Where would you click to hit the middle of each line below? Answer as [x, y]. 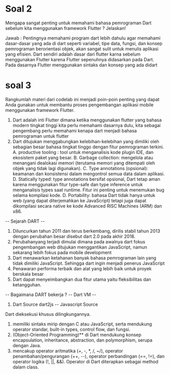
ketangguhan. [27, 284]
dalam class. [26, 367]
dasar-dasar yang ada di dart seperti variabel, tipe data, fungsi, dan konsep [84, 43]
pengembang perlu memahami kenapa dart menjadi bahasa [75, 131]
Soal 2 [18, 9]
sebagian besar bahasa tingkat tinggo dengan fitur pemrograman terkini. [88, 147]
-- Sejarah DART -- [25, 221]
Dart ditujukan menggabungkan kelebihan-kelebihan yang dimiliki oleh [86, 141]
